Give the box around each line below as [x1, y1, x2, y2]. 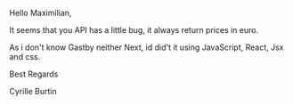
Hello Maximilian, [9, 8, 72, 18]
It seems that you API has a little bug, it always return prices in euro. [9, 25, 259, 35]
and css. [9, 52, 41, 61]
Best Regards [9, 69, 59, 79]
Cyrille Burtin [9, 86, 57, 96]
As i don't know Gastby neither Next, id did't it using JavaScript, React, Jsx [9, 42, 284, 52]
